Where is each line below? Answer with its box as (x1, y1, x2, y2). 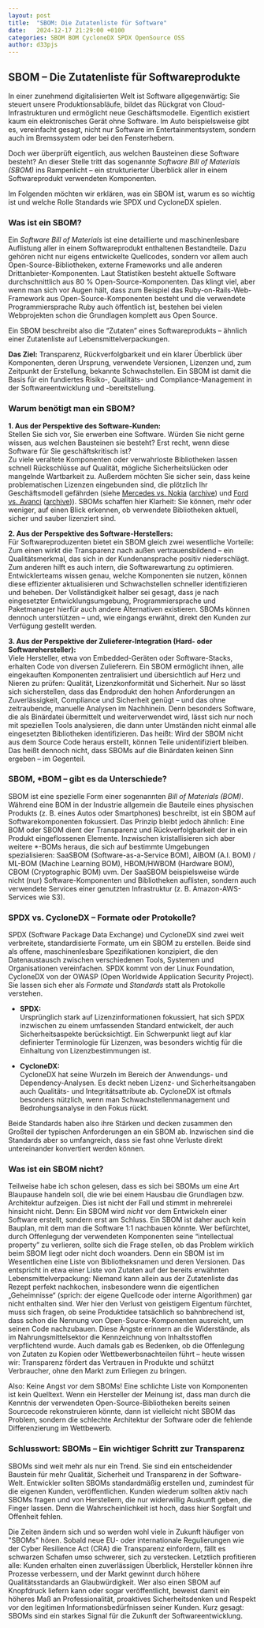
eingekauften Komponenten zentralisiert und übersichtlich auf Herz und (8, 669, 241, 680)
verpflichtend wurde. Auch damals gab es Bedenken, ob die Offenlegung (8, 1341, 245, 1351)
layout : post (8, 11, 51, 20)
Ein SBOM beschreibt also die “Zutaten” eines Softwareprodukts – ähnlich (8, 326, 247, 336)
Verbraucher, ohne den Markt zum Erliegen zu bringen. (8, 1366, 188, 1376)
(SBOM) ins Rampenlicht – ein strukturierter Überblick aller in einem (8, 165, 228, 175)
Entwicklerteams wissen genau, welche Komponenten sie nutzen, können (8, 571, 247, 580)
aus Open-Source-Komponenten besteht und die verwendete (46, 294, 246, 303)
